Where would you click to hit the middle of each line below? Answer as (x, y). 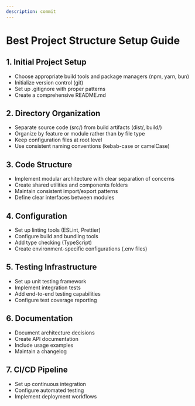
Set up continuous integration (50, 384)
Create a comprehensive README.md (60, 95)
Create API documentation (47, 339)
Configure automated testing (49, 390)
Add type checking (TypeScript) (53, 243)
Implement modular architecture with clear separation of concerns (95, 179)
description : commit (31, 11)
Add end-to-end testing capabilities (57, 293)
